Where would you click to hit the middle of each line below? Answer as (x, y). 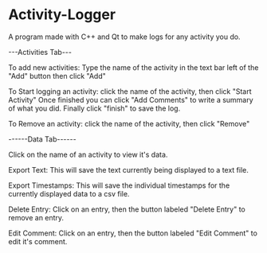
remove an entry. (36, 217)
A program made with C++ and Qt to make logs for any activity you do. (124, 37)
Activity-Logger (62, 15)
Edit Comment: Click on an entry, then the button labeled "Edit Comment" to (133, 233)
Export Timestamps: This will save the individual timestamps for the (119, 185)
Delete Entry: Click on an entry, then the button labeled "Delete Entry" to (127, 209)
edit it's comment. (38, 241)
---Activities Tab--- (40, 52)
